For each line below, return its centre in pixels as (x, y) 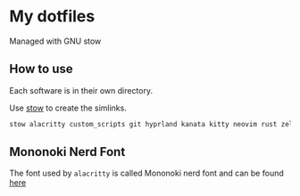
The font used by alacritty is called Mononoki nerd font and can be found (146, 173)
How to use (41, 69)
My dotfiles (52, 16)
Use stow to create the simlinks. (68, 108)
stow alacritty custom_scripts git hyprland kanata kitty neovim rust (143, 124)
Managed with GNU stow (55, 41)
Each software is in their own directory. (81, 90)
